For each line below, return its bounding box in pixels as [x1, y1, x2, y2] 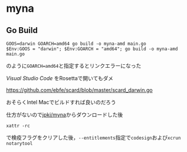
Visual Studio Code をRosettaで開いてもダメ [6, 75, 114, 81]
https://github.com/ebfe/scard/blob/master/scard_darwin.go [6, 87, 153, 93]
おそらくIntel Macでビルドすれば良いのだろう [6, 99, 116, 105]
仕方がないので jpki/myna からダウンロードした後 [6, 111, 123, 118]
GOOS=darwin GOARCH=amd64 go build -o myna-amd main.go [6, 41, 146, 47]
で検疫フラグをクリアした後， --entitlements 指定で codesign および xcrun [6, 134, 181, 141]
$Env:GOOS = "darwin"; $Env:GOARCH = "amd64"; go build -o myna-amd [6, 46, 178, 52]
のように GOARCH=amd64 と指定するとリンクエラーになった [6, 62, 142, 69]
